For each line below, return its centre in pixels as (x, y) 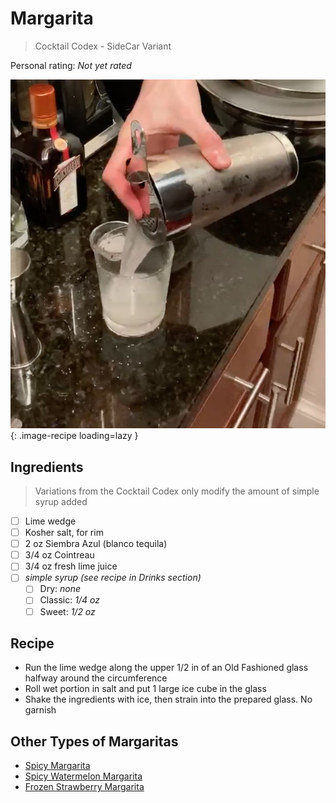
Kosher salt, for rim (64, 533)
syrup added (61, 501)
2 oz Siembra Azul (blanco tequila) (96, 544)
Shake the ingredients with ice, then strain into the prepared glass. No (168, 699)
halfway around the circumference (96, 678)
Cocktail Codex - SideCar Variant (103, 46)
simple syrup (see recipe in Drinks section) (113, 578)
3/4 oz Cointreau (59, 555)
